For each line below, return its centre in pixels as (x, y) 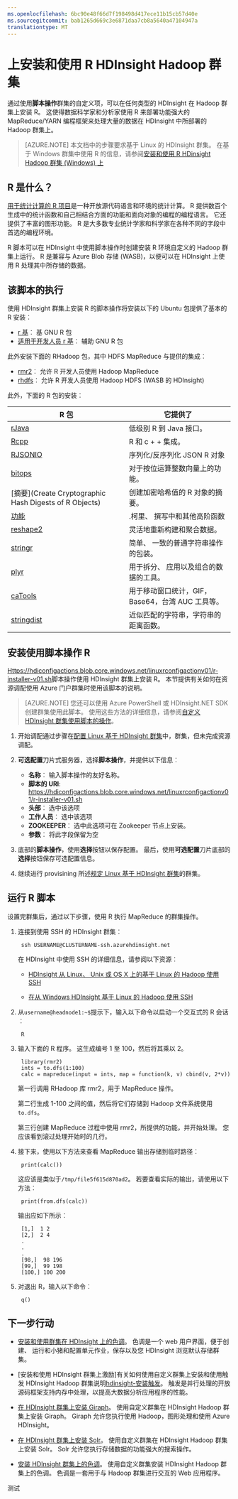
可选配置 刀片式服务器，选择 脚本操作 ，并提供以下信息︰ (98, 759)
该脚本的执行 (35, 289)
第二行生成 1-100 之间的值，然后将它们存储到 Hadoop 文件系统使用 (115, 1103)
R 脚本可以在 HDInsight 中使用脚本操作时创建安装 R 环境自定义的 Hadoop (114, 248)
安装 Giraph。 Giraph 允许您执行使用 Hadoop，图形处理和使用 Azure (130, 1416)
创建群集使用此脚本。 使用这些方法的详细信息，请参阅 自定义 (112, 712)
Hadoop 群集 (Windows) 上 (64, 163)
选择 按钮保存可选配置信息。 (58, 858)
